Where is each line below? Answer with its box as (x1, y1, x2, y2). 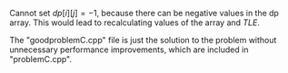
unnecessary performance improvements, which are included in (9, 44, 249, 55)
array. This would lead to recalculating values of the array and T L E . (9, 17, 261, 28)
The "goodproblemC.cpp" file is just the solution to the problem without (9, 35, 277, 45)
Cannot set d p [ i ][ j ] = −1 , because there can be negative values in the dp (9, 8, 280, 18)
